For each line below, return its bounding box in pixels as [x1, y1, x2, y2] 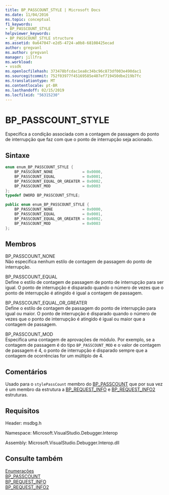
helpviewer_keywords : [5, 31, 51, 36]
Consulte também [5, 454, 63, 463]
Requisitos [5, 407, 39, 415]
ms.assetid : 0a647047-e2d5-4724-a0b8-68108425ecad [5, 41, 114, 46]
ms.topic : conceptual [5, 17, 51, 22]
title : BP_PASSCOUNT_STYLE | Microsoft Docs [5, 7, 101, 13]
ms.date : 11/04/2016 [5, 12, 49, 17]
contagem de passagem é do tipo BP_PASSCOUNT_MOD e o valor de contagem [5, 342, 161, 348]
